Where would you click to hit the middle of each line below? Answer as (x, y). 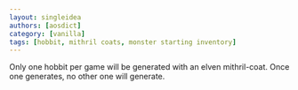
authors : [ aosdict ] (45, 26)
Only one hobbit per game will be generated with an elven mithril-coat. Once (149, 67)
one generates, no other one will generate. (87, 77)
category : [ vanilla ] (48, 34)
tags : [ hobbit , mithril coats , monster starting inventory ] (123, 42)
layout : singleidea (45, 17)
